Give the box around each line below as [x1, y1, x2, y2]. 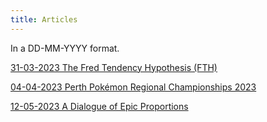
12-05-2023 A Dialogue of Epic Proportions [10, 100, 189, 112]
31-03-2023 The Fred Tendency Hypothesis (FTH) [10, 61, 218, 73]
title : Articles [10, 14, 78, 25]
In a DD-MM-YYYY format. [10, 42, 120, 54]
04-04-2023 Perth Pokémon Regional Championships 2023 [10, 81, 257, 93]
